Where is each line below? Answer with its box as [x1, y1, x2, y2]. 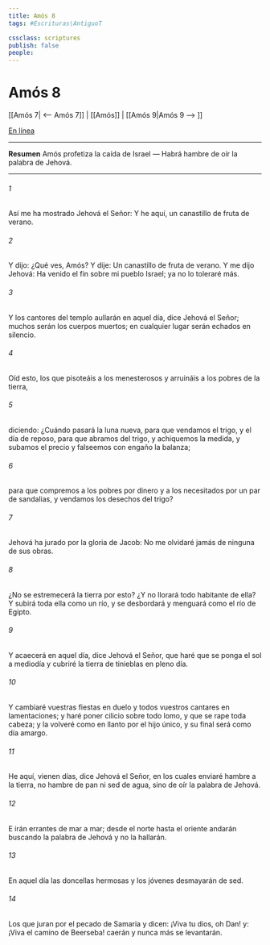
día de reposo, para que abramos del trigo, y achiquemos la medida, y [8, 434, 241, 443]
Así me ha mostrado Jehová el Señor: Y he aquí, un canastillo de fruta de [8, 209, 250, 219]
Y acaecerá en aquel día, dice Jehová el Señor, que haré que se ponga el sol [8, 650, 262, 660]
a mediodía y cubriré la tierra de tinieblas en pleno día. [8, 659, 189, 668]
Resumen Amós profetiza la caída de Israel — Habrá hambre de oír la [8, 149, 239, 159]
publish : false [8, 41, 59, 49]
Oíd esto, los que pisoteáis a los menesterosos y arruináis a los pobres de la [8, 373, 260, 383]
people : [8, 49, 35, 57]
